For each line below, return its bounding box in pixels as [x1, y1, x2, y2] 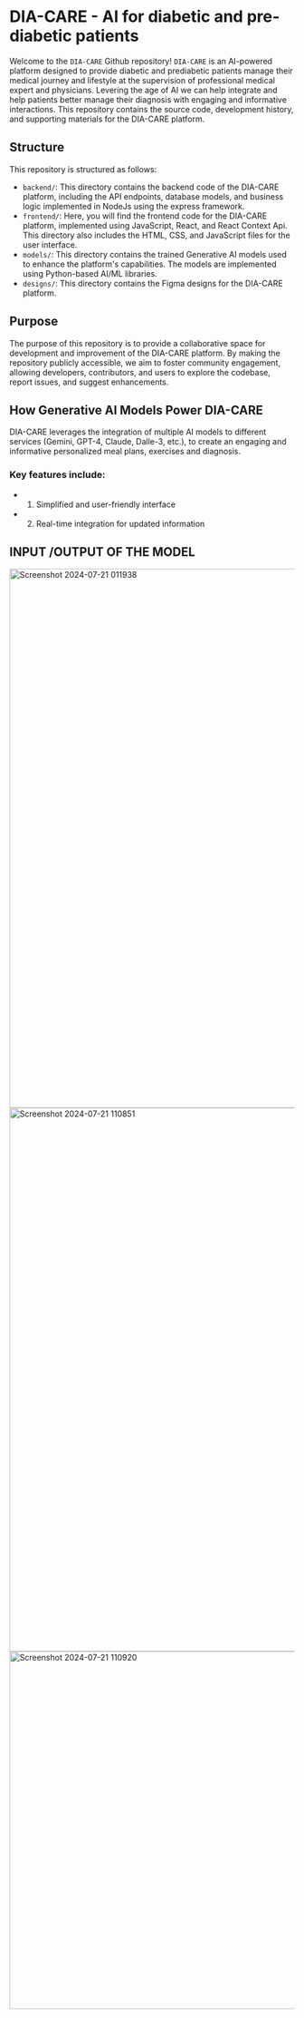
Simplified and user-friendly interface [35, 499, 176, 510]
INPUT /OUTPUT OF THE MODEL [9, 544, 196, 560]
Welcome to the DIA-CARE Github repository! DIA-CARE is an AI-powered [9, 55, 273, 66]
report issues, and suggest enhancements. [9, 376, 169, 387]
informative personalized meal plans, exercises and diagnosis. [9, 446, 242, 457]
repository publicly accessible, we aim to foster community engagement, [9, 356, 281, 368]
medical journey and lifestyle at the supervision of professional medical [9, 74, 276, 85]
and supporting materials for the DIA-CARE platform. [9, 113, 205, 124]
